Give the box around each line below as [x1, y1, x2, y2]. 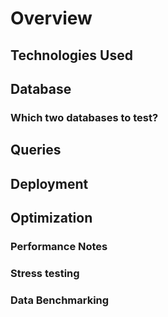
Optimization [10, 210, 93, 227]
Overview [10, 7, 93, 30]
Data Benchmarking [10, 293, 110, 307]
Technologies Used [10, 47, 133, 64]
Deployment [10, 175, 89, 192]
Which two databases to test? [10, 110, 159, 124]
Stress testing [10, 266, 80, 280]
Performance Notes [10, 239, 108, 253]
